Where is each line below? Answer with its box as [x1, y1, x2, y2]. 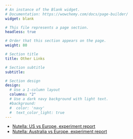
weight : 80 [5, 43, 27, 48]
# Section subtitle [5, 65, 45, 70]
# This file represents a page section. [5, 25, 89, 30]
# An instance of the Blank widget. [5, 7, 80, 12]
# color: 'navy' [9, 105, 45, 110]
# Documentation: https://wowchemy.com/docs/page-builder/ [5, 12, 129, 17]
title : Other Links [5, 56, 45, 61]
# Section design [5, 79, 41, 83]
